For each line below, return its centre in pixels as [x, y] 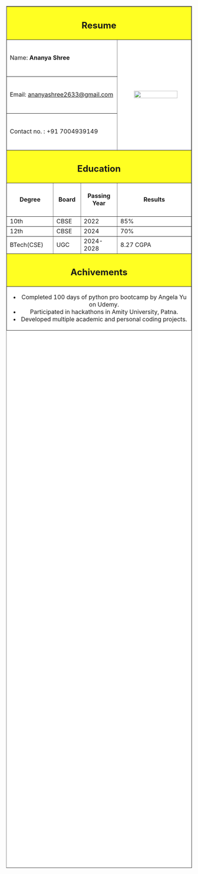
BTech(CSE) [27, 245]
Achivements [99, 272]
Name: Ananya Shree [40, 57]
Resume [99, 25]
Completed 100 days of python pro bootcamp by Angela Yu [104, 297]
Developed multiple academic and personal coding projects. [104, 319]
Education [99, 169]
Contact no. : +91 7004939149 [54, 131]
